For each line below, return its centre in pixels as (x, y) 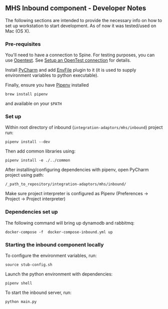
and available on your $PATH (33, 104)
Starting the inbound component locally (54, 244)
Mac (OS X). (18, 31)
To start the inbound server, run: (38, 292)
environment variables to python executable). (52, 75)
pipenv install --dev (28, 142)
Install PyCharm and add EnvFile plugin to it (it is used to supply (71, 70)
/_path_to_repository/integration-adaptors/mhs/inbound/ (66, 184)
